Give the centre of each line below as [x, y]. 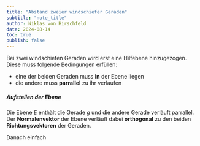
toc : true [19, 35]
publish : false [26, 40]
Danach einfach [26, 137]
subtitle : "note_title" [37, 18]
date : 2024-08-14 [29, 29]
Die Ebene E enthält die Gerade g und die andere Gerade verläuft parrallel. [100, 112]
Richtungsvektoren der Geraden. [49, 125]
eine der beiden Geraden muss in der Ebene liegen [79, 76]
